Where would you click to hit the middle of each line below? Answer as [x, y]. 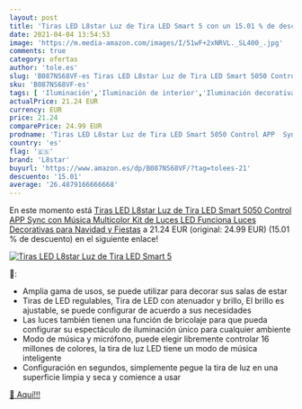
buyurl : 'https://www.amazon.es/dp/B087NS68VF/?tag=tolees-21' [130, 168]
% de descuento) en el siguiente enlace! [84, 239]
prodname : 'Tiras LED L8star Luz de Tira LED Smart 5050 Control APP [142, 135]
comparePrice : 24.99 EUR [56, 127]
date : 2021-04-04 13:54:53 [60, 34]
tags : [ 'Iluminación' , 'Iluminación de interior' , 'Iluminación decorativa [152, 93]
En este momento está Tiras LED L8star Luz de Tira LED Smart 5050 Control [151, 210]
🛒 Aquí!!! [25, 395]
